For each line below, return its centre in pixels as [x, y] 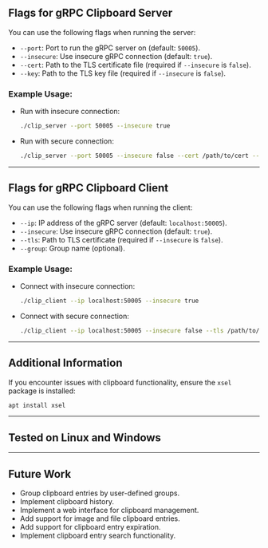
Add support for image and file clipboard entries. [100, 518]
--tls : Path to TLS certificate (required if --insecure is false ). [121, 239]
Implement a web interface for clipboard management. [109, 511]
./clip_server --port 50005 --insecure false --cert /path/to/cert [134, 156]
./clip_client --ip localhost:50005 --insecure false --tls [122, 330]
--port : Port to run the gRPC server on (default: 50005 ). [110, 48]
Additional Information [65, 363]
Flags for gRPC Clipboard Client [89, 188]
